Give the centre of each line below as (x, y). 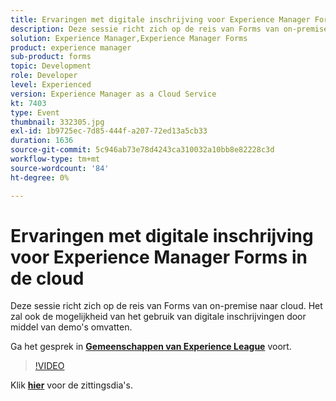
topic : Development (51, 66)
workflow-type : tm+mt (55, 159)
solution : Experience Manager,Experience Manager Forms (129, 38)
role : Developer (44, 76)
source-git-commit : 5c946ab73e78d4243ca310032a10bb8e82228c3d (142, 150)
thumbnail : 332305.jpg (57, 122)
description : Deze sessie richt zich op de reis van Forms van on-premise (169, 29)
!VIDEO (49, 366)
